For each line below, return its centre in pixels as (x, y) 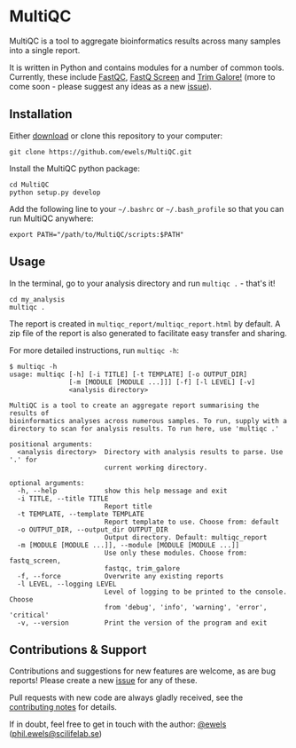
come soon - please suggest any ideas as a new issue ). (111, 86)
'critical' (29, 615)
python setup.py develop (55, 193)
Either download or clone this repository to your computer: (116, 136)
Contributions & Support (78, 650)
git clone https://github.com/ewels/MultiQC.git (101, 152)
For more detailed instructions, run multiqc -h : (94, 350)
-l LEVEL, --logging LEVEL (67, 584)
